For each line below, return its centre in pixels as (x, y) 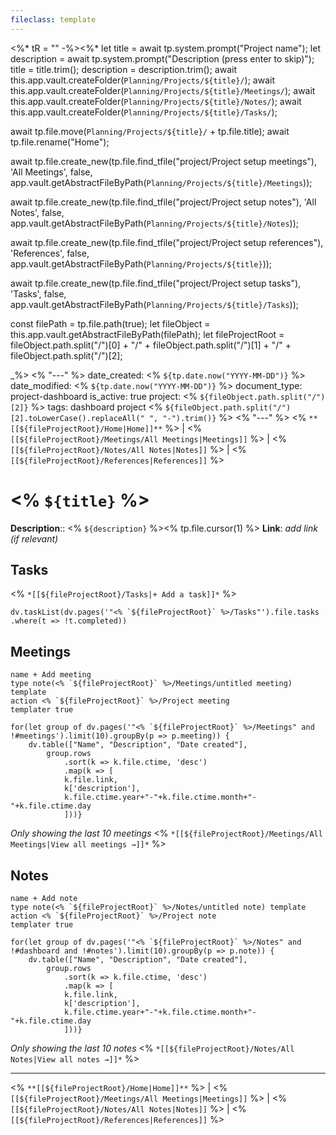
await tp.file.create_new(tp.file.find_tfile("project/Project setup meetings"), (163, 161)
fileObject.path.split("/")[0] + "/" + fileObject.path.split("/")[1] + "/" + (151, 345)
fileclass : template (53, 19)
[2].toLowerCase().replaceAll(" (77, 418)
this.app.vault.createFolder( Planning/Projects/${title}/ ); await (142, 80)
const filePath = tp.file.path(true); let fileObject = (110, 323)
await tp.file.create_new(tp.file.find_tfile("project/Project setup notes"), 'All (163, 202)
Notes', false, (37, 212)
